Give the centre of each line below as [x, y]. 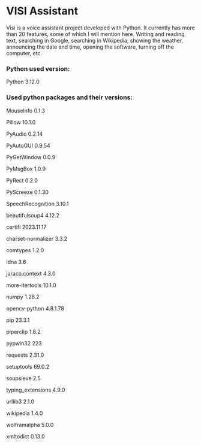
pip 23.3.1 [18, 320]
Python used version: [38, 68]
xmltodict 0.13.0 [25, 436]
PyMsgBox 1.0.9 [26, 169]
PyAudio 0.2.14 [25, 134]
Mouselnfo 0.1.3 [25, 110]
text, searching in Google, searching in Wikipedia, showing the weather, [95, 40]
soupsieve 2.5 [23, 378]
